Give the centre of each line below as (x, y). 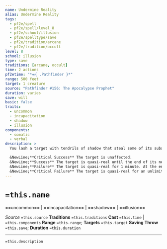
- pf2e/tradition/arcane (35, 42)
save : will (16, 97)
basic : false (19, 102)
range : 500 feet (22, 79)
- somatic (20, 135)
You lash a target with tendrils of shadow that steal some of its (81, 149)
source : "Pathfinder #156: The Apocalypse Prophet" (60, 88)
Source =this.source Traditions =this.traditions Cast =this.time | (75, 217)
